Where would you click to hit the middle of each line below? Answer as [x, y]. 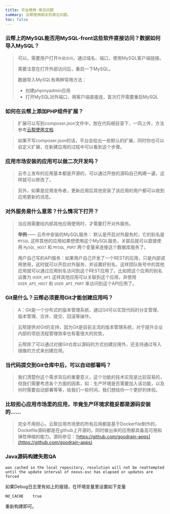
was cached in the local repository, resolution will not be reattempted [85, 467]
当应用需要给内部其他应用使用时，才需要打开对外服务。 [75, 223]
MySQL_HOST [35, 248]
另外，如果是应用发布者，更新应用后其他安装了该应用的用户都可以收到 [91, 191]
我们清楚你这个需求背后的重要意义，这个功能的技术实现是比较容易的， [91, 377]
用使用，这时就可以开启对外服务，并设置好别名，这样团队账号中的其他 [91, 264]
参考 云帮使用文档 [36, 129]
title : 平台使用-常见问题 [30, 10]
